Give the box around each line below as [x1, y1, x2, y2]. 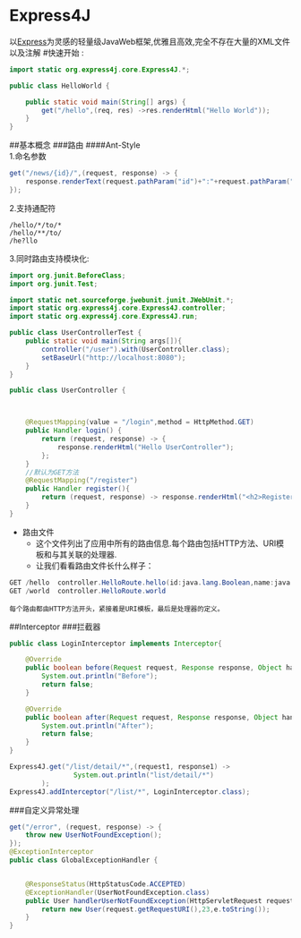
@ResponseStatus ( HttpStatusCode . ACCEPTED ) [25, 879, 186, 889]
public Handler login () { [25, 426, 123, 435]
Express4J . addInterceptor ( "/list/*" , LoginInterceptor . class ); [9, 787, 251, 797]
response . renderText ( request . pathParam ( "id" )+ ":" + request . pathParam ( [25, 177, 291, 186]
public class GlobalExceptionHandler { [9, 856, 159, 865]
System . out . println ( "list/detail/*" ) [73, 771, 215, 780]
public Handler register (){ [25, 484, 130, 493]
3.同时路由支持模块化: [9, 252, 90, 264]
